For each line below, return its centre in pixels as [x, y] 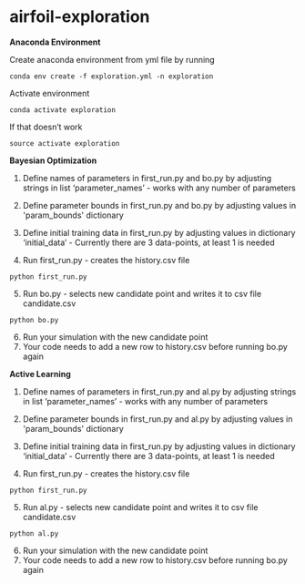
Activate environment [50, 93]
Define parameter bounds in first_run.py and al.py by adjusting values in [158, 419]
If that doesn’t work [46, 127]
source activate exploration [65, 143]
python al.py [34, 533]
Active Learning [40, 374]
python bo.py [34, 320]
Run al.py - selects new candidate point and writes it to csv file [140, 507]
